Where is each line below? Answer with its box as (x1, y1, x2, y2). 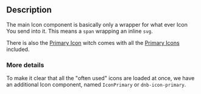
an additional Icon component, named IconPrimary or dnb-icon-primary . (6, 81, 186, 89)
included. (6, 45, 30, 53)
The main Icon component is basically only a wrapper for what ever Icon (6, 21, 188, 28)
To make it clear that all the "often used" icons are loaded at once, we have (6, 75, 195, 82)
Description (6, 5, 52, 15)
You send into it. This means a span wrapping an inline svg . (6, 27, 153, 35)
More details (6, 61, 44, 69)
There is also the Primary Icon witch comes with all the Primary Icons (6, 39, 180, 46)
